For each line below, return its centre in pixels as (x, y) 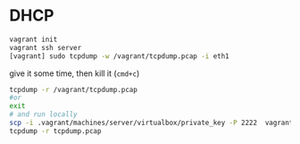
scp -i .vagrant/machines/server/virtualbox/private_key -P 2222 (133, 123)
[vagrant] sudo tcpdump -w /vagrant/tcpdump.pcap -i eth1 (119, 56)
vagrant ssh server (46, 47)
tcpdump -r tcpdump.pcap (55, 131)
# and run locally (43, 114)
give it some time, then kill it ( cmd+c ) (75, 73)
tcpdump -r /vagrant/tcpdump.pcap (74, 89)
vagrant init (33, 39)
